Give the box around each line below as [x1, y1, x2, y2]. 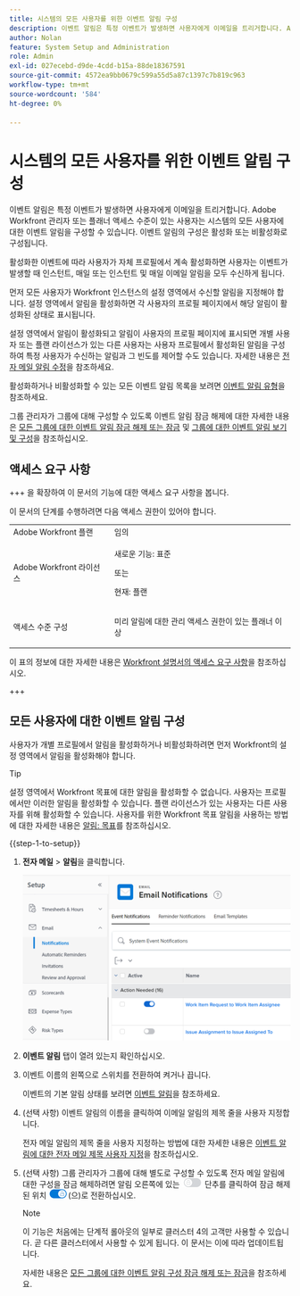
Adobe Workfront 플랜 [12, 527, 94, 537]
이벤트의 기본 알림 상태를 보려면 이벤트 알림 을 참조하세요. [21, 1089, 221, 1099]
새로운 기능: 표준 [114, 549, 171, 560]
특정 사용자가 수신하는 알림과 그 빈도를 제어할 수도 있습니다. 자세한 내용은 [25, 351, 281, 361]
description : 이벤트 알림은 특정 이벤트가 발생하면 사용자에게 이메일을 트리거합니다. [9, 23, 283, 33]
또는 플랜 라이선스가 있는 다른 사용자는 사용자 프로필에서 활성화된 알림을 [18, 339, 270, 350]
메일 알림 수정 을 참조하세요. [18, 361, 114, 372]
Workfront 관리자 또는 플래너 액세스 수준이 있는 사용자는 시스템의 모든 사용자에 [9, 215, 284, 227]
